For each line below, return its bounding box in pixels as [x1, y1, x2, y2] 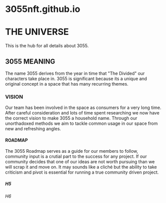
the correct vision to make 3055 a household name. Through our [5, 115, 138, 121]
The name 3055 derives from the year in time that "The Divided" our [5, 70, 145, 76]
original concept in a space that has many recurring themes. [5, 81, 129, 87]
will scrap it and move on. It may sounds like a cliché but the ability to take [5, 164, 157, 170]
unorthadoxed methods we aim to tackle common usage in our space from [5, 120, 158, 126]
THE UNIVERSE [5, 26, 69, 38]
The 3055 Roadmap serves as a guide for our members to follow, [5, 148, 138, 154]
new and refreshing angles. [5, 126, 61, 132]
